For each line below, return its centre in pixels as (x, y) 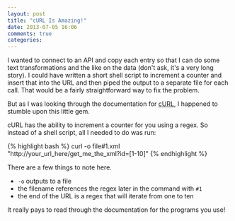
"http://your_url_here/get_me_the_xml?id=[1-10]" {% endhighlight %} (107, 154)
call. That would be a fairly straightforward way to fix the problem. (103, 90)
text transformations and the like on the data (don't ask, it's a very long (110, 68)
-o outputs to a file (45, 181)
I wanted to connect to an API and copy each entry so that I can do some (114, 60)
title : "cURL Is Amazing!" (47, 20)
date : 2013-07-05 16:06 (42, 27)
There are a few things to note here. (59, 167)
